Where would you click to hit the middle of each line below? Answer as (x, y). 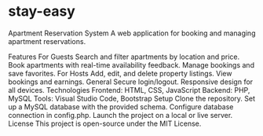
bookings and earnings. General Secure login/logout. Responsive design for (131, 82)
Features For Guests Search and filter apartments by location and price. (124, 57)
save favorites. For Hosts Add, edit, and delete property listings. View (120, 73)
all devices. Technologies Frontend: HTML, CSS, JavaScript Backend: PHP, (129, 90)
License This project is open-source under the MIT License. (105, 123)
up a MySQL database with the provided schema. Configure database (121, 107)
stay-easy (42, 11)
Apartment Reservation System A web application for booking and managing (132, 33)
